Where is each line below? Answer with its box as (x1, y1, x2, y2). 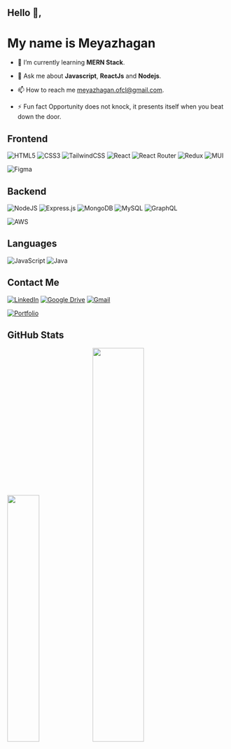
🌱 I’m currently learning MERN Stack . (17, 58, 125, 67)
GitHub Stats (7, 329, 64, 341)
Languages (7, 238, 57, 249)
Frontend (7, 132, 48, 144)
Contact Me (7, 277, 59, 289)
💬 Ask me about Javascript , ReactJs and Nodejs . (17, 71, 162, 81)
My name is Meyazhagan (7, 35, 156, 51)
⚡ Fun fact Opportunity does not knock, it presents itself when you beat (17, 102, 224, 111)
